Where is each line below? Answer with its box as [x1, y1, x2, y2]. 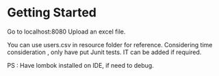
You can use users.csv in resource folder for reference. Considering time [7, 40, 213, 49]
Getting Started [7, 5, 97, 21]
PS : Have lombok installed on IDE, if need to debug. [7, 61, 154, 69]
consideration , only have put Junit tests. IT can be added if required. [7, 48, 202, 56]
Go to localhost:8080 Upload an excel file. [7, 27, 126, 36]
